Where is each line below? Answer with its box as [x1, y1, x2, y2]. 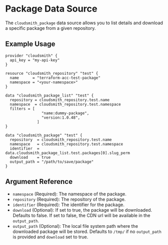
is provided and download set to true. [12, 233, 89, 240]
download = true [10, 155, 51, 160]
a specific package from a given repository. [5, 25, 96, 31]
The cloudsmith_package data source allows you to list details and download [5, 20, 163, 26]
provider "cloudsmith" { [5, 53, 58, 58]
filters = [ [10, 106, 35, 111]
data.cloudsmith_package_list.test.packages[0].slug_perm [5, 150, 130, 156]
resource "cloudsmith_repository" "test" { [5, 71, 99, 76]
